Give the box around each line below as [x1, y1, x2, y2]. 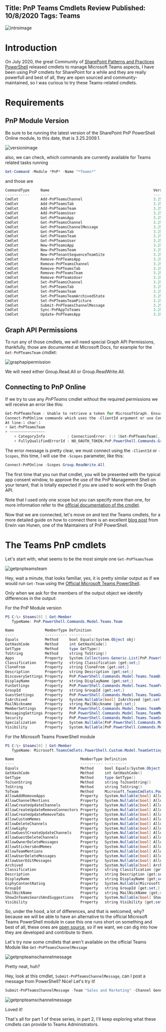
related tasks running [5, 160, 48, 165]
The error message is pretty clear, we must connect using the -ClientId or [5, 447, 157, 453]
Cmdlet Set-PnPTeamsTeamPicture [5, 298, 92, 303]
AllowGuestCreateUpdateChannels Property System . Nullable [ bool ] [5, 830, 152, 835]
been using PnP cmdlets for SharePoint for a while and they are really [5, 69, 147, 75]
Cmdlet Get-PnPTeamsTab [5, 229, 74, 234]
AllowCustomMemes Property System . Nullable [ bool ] [5, 816, 152, 821]
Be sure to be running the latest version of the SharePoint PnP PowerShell [5, 130, 156, 136]
